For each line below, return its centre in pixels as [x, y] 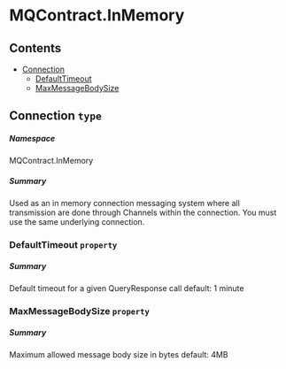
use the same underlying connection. [77, 222]
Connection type [55, 116]
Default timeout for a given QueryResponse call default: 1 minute [127, 288]
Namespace [32, 138]
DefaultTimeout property [63, 245]
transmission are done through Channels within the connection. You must [143, 212]
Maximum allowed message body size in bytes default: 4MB [119, 355]
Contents [35, 48]
